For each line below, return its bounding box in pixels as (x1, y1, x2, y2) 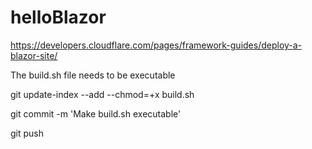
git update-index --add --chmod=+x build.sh (10, 88, 195, 100)
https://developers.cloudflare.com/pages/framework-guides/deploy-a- (10, 39, 303, 51)
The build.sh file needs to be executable (10, 69, 176, 81)
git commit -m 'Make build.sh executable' (10, 107, 182, 120)
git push (10, 127, 45, 139)
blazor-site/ (10, 49, 58, 61)
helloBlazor (10, 6, 107, 29)
